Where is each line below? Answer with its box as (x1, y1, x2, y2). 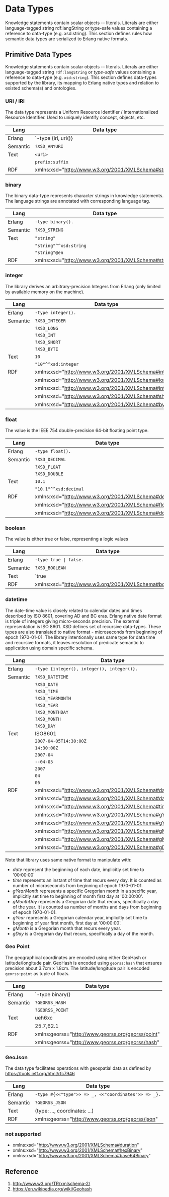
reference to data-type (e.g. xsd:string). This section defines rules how (5, 30, 152, 36)
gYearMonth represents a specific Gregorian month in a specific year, (12, 888, 157, 894)
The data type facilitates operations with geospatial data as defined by (5, 1065, 151, 1071)
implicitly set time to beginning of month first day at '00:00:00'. (12, 893, 143, 899)
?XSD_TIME (35, 689, 58, 694)
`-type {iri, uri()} (35, 135, 73, 142)
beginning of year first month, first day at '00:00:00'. (12, 920, 122, 926)
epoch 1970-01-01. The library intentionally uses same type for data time (5, 634, 155, 640)
